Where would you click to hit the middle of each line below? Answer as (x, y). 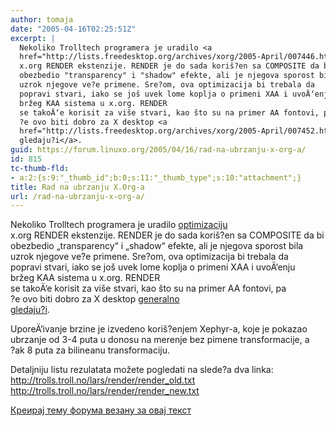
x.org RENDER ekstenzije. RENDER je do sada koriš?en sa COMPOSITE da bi (167, 235)
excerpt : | (33, 38)
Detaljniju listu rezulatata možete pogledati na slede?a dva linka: (142, 370)
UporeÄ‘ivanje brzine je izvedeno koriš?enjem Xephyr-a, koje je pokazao (159, 329)
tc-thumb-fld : (40, 168)
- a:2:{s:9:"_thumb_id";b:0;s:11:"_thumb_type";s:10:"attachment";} (156, 177)
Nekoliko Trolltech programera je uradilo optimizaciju (119, 225)
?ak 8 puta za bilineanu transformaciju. (90, 350)
